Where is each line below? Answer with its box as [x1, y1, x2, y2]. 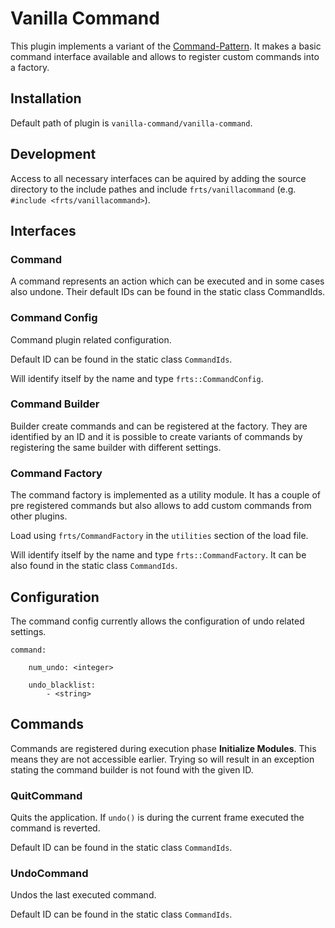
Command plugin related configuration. [10, 333, 172, 346]
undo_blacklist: [28, 680, 97, 690]
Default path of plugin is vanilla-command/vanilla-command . [10, 117, 253, 129]
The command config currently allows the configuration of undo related [10, 615, 305, 627]
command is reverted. [10, 822, 101, 834]
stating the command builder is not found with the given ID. [10, 763, 254, 776]
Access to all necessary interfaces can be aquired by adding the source [10, 172, 307, 184]
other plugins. [10, 510, 68, 522]
